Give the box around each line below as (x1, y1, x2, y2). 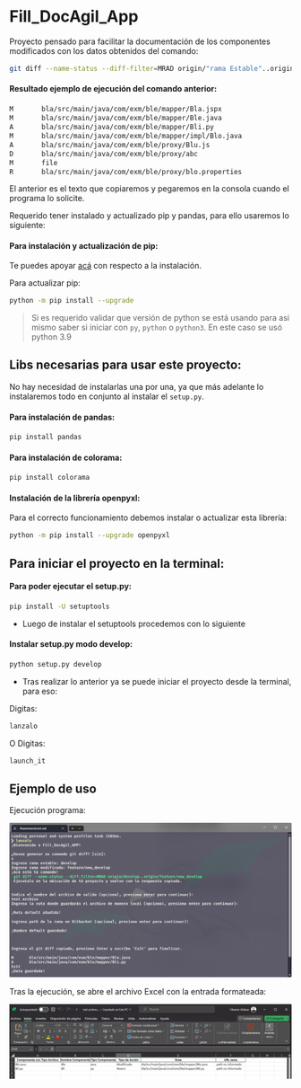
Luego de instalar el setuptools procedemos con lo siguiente (21, 618, 246, 629)
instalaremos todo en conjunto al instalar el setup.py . (9, 391, 204, 402)
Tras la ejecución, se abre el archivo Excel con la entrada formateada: (9, 986, 267, 997)
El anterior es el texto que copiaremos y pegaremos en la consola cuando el (9, 183, 289, 194)
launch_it (9, 756, 47, 765)
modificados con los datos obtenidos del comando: (9, 45, 199, 56)
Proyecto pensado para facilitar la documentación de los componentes (9, 36, 271, 47)
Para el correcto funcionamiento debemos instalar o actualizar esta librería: (9, 512, 287, 523)
